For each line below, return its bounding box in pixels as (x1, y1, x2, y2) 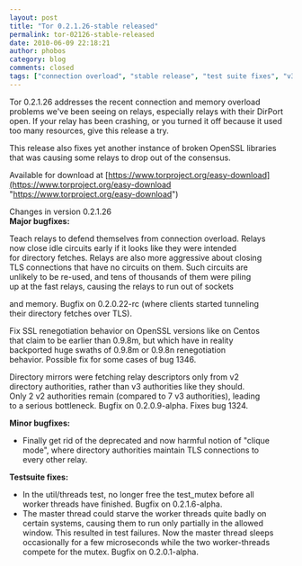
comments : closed (9, 64, 75, 73)
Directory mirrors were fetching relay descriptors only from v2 (9, 371, 240, 382)
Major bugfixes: (9, 215, 70, 226)
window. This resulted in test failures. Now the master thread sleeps (22, 527, 274, 538)
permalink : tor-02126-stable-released (9, 30, 155, 39)
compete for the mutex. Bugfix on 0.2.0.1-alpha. (22, 546, 200, 557)
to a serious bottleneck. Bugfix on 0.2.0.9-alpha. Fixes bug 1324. (9, 400, 249, 410)
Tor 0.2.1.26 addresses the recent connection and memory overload (9, 96, 261, 107)
